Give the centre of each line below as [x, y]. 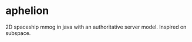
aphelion [27, 11]
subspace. [18, 33]
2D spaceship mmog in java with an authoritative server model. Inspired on [96, 27]
